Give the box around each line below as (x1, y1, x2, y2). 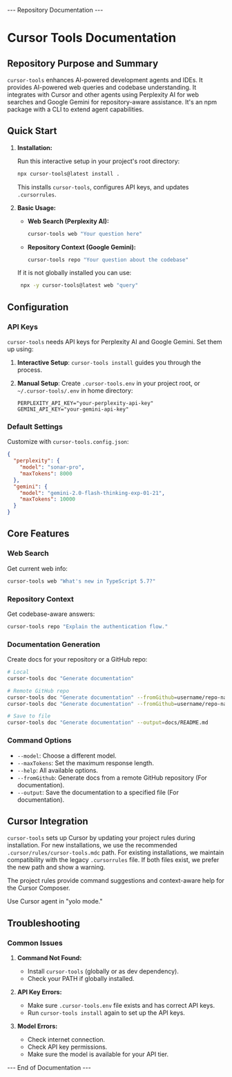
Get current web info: (7, 564, 68, 572)
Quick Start (7, 125, 57, 137)
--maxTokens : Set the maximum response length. (17, 758, 154, 767)
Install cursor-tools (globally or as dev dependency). (27, 967, 180, 975)
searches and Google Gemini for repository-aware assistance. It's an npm (7, 98, 217, 106)
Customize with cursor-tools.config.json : (7, 438, 129, 446)
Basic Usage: (17, 203, 57, 212)
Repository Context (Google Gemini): (27, 243, 136, 251)
